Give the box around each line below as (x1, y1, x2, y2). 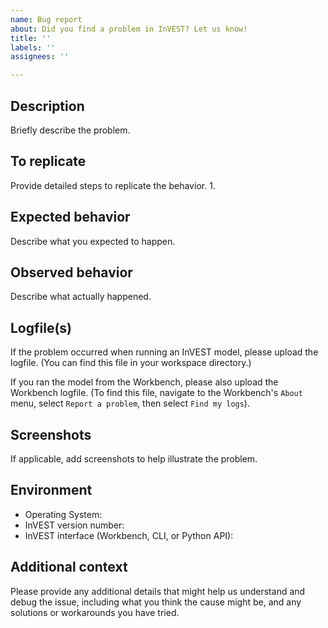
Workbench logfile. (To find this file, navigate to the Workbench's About (10, 387, 303, 399)
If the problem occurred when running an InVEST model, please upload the (10, 346, 319, 358)
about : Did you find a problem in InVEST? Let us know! (10, 24, 248, 34)
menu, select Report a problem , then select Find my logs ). (10, 397, 250, 410)
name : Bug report (10, 14, 83, 25)
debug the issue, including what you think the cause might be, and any (10, 596, 302, 608)
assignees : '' (10, 52, 70, 62)
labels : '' (10, 42, 56, 53)
